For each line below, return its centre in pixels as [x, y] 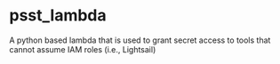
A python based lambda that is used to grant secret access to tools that [140, 40]
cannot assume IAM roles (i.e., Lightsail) [83, 49]
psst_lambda [58, 16]
